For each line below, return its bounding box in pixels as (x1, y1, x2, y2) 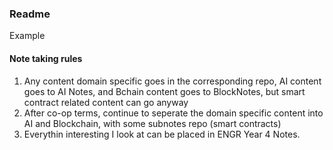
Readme (9, 7, 51, 21)
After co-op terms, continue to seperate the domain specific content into (23, 107, 324, 119)
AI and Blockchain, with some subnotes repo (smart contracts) (23, 117, 282, 129)
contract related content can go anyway (23, 96, 189, 108)
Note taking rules (9, 52, 83, 64)
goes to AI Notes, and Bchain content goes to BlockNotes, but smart (23, 85, 306, 97)
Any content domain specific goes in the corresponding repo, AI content (23, 75, 322, 87)
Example (9, 30, 46, 42)
